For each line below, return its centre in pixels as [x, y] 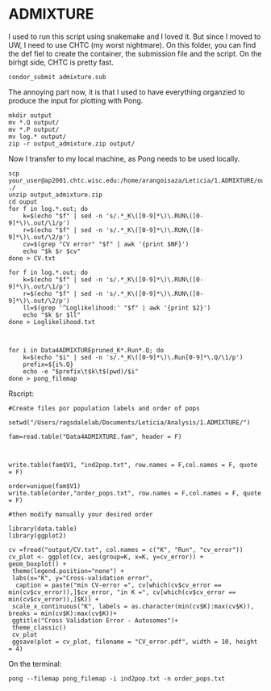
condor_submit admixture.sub [57, 77]
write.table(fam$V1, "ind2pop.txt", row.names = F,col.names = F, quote [133, 465]
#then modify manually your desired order [81, 514]
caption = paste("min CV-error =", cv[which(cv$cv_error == [119, 585]
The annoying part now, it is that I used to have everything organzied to [127, 92]
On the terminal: [35, 664]
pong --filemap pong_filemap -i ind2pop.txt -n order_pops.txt [117, 678]
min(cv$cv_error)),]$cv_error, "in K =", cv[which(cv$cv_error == [122, 592]
